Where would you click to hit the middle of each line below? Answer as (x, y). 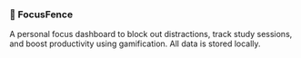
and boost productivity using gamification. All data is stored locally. (135, 43)
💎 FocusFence (41, 14)
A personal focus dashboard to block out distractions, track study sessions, (151, 34)
